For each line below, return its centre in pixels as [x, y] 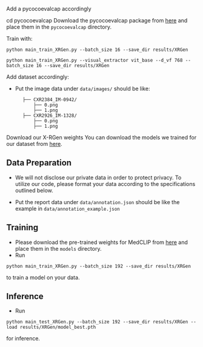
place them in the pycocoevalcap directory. [59, 27]
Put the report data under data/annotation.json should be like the [97, 202]
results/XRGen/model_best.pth [58, 327]
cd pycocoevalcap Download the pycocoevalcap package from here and [97, 20]
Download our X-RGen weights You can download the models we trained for [101, 137]
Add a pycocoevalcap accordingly [49, 9]
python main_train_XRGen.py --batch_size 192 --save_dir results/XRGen [98, 266]
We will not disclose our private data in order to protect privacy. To [98, 177]
